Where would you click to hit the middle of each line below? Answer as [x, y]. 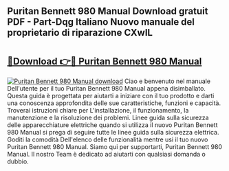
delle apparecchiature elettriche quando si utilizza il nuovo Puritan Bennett [112, 125]
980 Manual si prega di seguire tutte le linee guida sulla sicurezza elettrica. [113, 132]
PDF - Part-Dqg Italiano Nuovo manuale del [101, 22]
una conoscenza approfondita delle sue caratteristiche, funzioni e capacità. [114, 103]
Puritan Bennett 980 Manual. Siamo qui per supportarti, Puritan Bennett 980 [115, 147]
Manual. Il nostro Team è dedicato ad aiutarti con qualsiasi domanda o [107, 154]
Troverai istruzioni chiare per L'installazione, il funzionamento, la [98, 110]
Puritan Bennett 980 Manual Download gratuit [108, 11]
